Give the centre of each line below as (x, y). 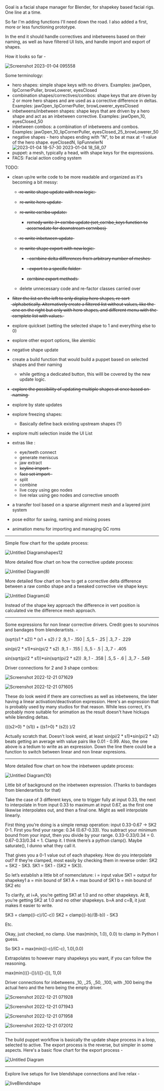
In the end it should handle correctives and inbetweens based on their (75, 37)
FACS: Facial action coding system (47, 158)
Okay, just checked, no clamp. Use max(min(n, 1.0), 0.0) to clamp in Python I (82, 934)
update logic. (33, 379)
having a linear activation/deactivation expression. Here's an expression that (82, 701)
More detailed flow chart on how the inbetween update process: (70, 766)
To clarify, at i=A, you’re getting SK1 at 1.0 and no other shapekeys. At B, (77, 895)
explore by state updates (37, 405)
